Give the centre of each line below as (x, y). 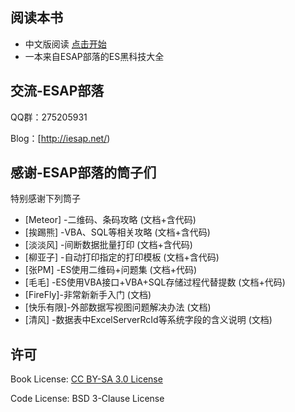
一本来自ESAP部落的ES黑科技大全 (94, 56)
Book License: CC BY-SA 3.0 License (86, 379)
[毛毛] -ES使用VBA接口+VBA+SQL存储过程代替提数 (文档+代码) (155, 282)
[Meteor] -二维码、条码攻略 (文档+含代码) (110, 220)
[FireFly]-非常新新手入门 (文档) (88, 295)
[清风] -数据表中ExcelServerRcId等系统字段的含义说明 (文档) (148, 320)
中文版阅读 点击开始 (65, 44)
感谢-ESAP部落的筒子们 (83, 173)
